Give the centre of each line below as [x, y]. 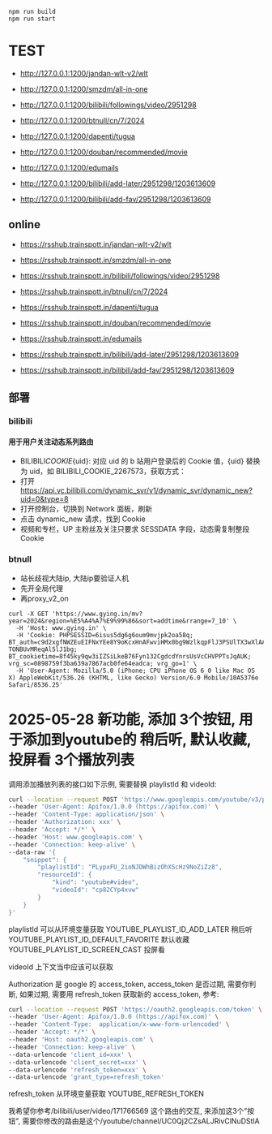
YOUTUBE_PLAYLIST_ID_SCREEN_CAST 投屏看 [87, 949]
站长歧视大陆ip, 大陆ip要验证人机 [74, 578]
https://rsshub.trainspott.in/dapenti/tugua [89, 307]
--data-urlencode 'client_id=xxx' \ [70, 1054]
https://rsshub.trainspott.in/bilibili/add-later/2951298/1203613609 [129, 354]
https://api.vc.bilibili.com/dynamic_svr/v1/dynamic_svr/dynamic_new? [136, 490]
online [24, 224]
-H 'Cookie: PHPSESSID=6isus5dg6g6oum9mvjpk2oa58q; [105, 635]
